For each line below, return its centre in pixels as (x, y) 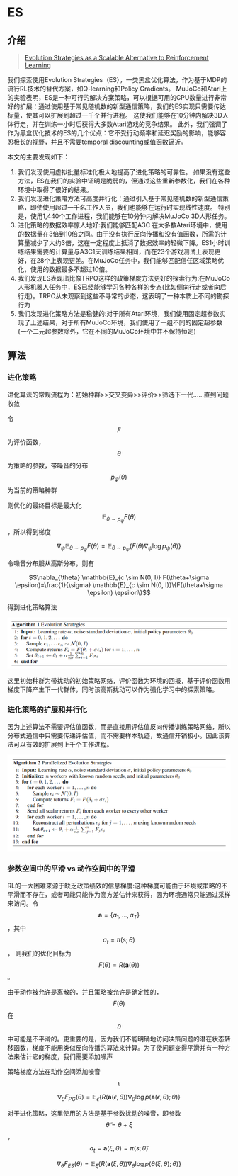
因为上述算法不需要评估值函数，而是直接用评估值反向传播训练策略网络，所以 (119, 726)
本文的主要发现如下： (38, 157)
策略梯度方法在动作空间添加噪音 (54, 1072)
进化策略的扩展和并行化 (47, 710)
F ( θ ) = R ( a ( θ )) (119, 965)
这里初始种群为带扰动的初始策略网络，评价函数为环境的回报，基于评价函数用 (119, 681)
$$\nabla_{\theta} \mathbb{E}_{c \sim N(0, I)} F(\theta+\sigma (119, 577)
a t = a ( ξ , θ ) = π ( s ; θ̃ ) (119, 1149)
